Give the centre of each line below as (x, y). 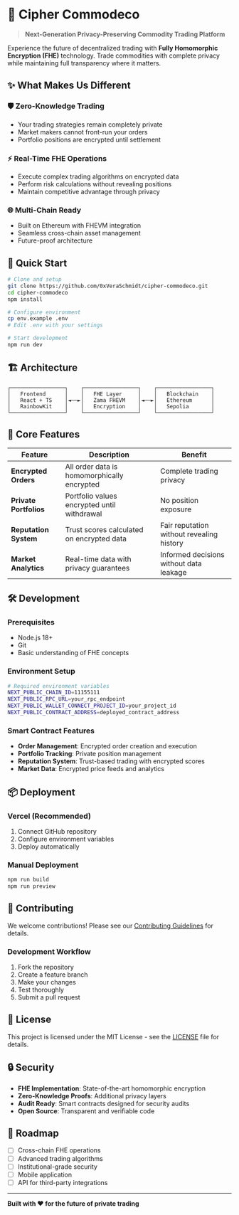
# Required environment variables (59, 686)
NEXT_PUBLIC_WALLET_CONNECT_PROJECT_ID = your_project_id (92, 706)
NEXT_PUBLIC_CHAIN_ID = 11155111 (54, 693)
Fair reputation (184, 525)
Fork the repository (46, 967)
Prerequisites (31, 622)
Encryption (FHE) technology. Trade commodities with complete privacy (114, 55)
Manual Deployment (43, 865)
